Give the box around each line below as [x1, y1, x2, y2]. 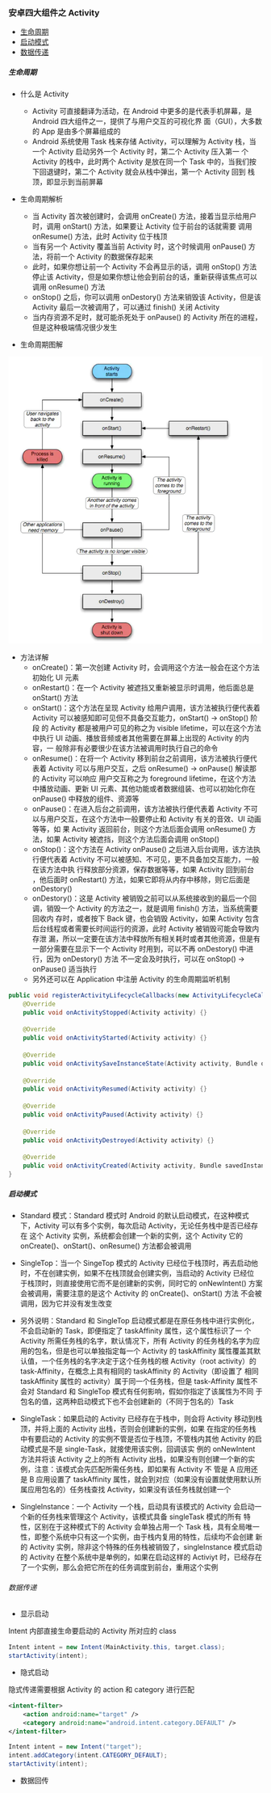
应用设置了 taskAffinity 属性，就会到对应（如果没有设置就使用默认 [35, 1474, 255, 1484]
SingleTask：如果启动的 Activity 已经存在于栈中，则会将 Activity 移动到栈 [19, 1413, 263, 1424]
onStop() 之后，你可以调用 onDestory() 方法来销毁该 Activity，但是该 [31, 293, 261, 302]
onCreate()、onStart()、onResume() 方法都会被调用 [19, 1241, 192, 1251]
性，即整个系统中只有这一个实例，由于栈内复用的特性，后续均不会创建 [19, 1532, 254, 1542]
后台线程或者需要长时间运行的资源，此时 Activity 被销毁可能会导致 [31, 923, 252, 933]
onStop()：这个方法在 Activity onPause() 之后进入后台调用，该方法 [31, 844, 254, 854]
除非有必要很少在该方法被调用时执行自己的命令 [62, 743, 219, 753]
